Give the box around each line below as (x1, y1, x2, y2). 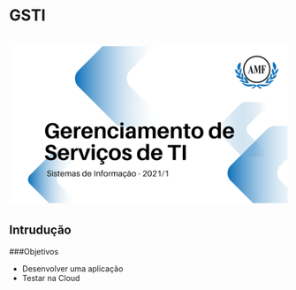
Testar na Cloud (21, 272, 80, 283)
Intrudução (9, 223, 72, 238)
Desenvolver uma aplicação (21, 263, 124, 274)
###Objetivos (9, 246, 59, 256)
